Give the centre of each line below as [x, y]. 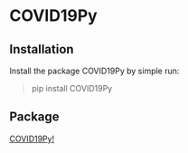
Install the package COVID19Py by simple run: [94, 71]
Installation [42, 49]
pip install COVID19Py [72, 88]
